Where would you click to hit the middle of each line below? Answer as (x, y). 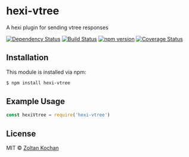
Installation (27, 58)
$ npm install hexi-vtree (38, 83)
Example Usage (36, 101)
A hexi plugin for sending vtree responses (57, 27)
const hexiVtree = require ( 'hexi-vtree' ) (58, 115)
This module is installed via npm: (46, 72)
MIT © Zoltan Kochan (33, 148)
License (21, 134)
